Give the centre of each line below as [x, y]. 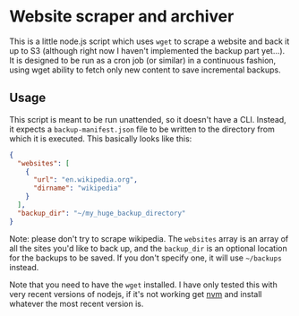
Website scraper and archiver [122, 17]
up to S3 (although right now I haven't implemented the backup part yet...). [147, 50]
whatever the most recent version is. [77, 303]
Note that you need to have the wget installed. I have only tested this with [143, 285]
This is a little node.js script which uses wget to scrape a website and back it [149, 41]
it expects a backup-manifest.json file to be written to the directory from [142, 129]
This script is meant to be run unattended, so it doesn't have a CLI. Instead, [148, 119]
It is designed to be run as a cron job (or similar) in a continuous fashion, [143, 60]
